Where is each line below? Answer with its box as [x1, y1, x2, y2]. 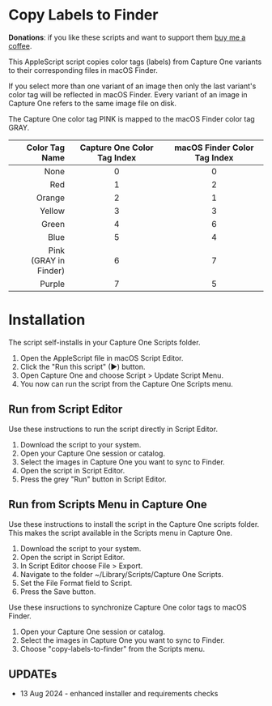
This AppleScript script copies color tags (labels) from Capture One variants [8, 57, 262, 66]
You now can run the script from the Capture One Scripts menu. [19, 379, 233, 388]
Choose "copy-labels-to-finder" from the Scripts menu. [19, 644, 206, 653]
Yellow [40, 205, 66, 216]
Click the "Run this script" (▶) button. [19, 362, 146, 371]
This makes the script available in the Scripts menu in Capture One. [8, 528, 233, 537]
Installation [8, 310, 86, 329]
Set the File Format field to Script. [19, 578, 133, 588]
